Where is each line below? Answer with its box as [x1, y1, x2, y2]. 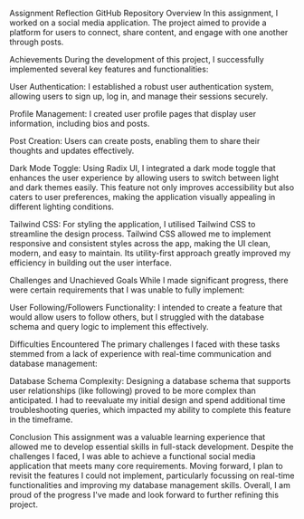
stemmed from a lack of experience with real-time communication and [9, 349, 271, 359]
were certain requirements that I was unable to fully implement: [9, 284, 245, 295]
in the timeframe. [9, 414, 73, 425]
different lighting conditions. [9, 201, 115, 212]
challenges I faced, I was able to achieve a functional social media [9, 451, 256, 461]
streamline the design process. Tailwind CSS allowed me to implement [9, 228, 271, 239]
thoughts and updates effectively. [9, 145, 135, 156]
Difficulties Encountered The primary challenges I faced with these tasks [9, 339, 280, 350]
